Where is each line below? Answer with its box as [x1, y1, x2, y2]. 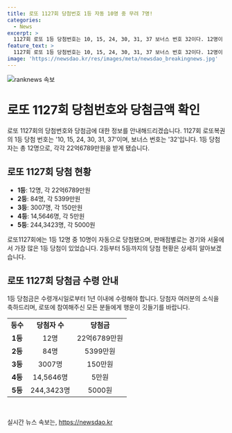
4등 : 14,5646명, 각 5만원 [17, 212, 85, 220]
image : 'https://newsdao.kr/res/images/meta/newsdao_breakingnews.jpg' [7, 56, 218, 62]
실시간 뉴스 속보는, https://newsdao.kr [7, 418, 113, 427]
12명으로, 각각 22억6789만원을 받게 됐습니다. [27, 144, 150, 152]
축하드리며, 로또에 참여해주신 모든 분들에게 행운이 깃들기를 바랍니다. [7, 303, 190, 312]
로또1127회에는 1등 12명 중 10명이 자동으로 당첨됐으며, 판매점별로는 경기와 [7, 235, 206, 244]
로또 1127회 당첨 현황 [7, 166, 91, 178]
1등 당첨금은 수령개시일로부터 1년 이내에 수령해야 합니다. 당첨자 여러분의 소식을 [7, 294, 220, 303]
